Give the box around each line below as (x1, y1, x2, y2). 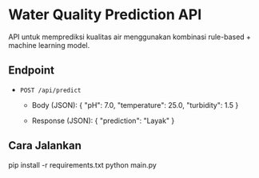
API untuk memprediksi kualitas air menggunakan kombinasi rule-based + (8, 32, 252, 42)
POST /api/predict (19, 86, 82, 94)
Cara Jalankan (8, 139, 82, 152)
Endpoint (8, 64, 54, 77)
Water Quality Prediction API (8, 6, 202, 24)
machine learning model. (8, 40, 90, 49)
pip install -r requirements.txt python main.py (8, 160, 157, 169)
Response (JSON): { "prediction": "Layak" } (31, 116, 175, 125)
